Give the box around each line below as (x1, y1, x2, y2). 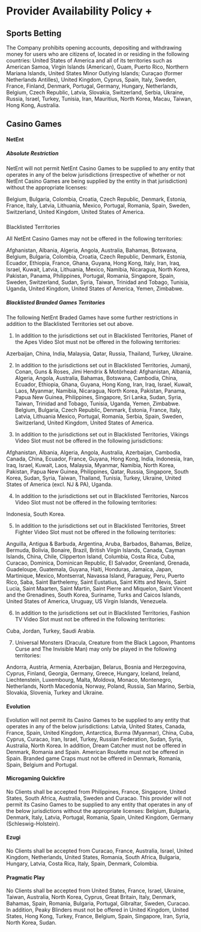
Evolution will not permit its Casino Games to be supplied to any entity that (6, 716, 190, 723)
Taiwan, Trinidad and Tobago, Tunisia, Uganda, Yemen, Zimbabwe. (14, 400, 180, 407)
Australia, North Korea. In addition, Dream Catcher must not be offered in (6, 741, 187, 749)
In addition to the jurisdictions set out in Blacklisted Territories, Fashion (14, 609, 190, 617)
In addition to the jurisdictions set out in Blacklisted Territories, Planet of (14, 332, 193, 339)
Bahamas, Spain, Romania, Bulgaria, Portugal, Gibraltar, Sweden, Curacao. (6, 900, 190, 907)
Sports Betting (6, 28, 62, 38)
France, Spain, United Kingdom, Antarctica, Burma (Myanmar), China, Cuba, (6, 729, 194, 736)
